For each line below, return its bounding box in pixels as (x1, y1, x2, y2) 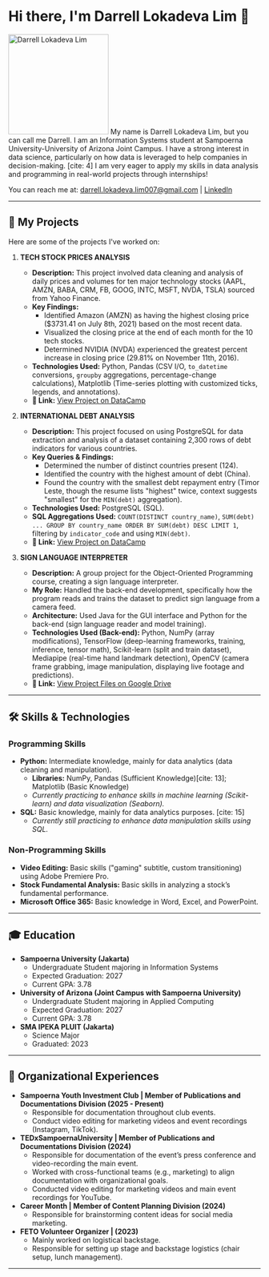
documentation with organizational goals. (31, 1176, 169, 1186)
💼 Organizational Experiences (8, 1069, 159, 1083)
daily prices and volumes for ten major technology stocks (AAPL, (31, 276, 247, 286)
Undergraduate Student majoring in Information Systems (31, 962, 219, 972)
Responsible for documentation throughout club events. (31, 1108, 216, 1118)
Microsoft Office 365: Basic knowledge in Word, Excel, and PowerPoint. (19, 897, 259, 906)
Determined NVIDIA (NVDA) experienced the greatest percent (43, 344, 248, 354)
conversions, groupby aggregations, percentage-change (31, 370, 217, 379)
